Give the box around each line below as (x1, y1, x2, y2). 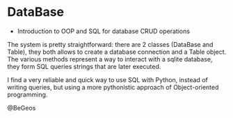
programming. (7, 90, 48, 99)
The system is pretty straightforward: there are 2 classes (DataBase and (7, 40, 214, 48)
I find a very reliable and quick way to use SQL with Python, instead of (7, 75, 209, 83)
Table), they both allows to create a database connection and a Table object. (7, 48, 227, 56)
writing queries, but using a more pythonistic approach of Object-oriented (7, 83, 219, 91)
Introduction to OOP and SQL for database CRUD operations (17, 27, 190, 35)
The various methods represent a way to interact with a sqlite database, (7, 55, 214, 63)
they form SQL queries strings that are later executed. (7, 62, 161, 70)
